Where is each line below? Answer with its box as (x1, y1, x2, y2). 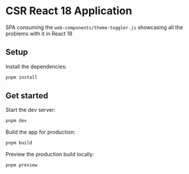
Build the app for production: (5, 128, 76, 136)
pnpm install (5, 74, 38, 80)
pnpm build (5, 140, 32, 146)
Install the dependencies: (5, 63, 67, 70)
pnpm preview (5, 162, 38, 168)
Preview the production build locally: (5, 151, 94, 158)
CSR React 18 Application (5, 4, 132, 18)
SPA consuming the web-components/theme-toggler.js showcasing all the (5, 24, 184, 31)
